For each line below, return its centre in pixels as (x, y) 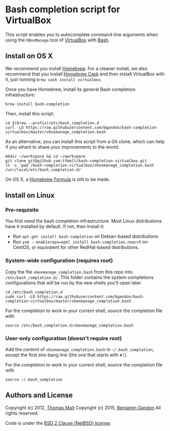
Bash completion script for (63, 9)
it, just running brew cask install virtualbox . (54, 79)
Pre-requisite (22, 210)
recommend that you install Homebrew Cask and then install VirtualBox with (85, 74)
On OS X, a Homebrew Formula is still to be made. (58, 179)
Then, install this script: (30, 113)
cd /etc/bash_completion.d (34, 292)
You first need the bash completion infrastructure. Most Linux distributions (83, 221)
